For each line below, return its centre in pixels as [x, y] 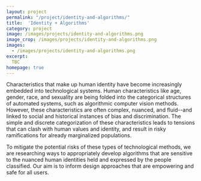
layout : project [26, 12]
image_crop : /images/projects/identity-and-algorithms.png [82, 40]
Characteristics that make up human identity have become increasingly [94, 85]
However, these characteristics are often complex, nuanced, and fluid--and [99, 110]
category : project [29, 28]
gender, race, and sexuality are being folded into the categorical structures [99, 97]
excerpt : [17, 56]
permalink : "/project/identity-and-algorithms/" [68, 17]
